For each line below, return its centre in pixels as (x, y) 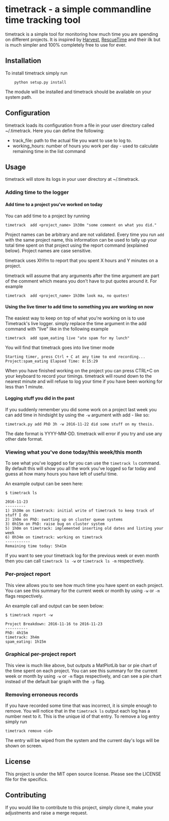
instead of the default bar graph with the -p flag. (55, 681)
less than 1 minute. (24, 386)
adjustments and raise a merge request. (47, 813)
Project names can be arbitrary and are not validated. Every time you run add (85, 234)
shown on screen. (24, 746)
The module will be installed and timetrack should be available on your (78, 92)
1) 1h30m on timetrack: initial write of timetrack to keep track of (80, 511)
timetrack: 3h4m (22, 637)
